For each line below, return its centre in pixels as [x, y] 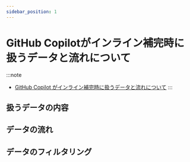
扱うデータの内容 [37, 108]
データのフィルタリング [49, 152]
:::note [14, 74]
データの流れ [30, 130]
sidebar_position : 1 [32, 12]
